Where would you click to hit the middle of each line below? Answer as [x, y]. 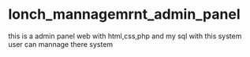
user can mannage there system [61, 44]
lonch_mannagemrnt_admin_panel [124, 14]
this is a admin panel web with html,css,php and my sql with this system [125, 36]
